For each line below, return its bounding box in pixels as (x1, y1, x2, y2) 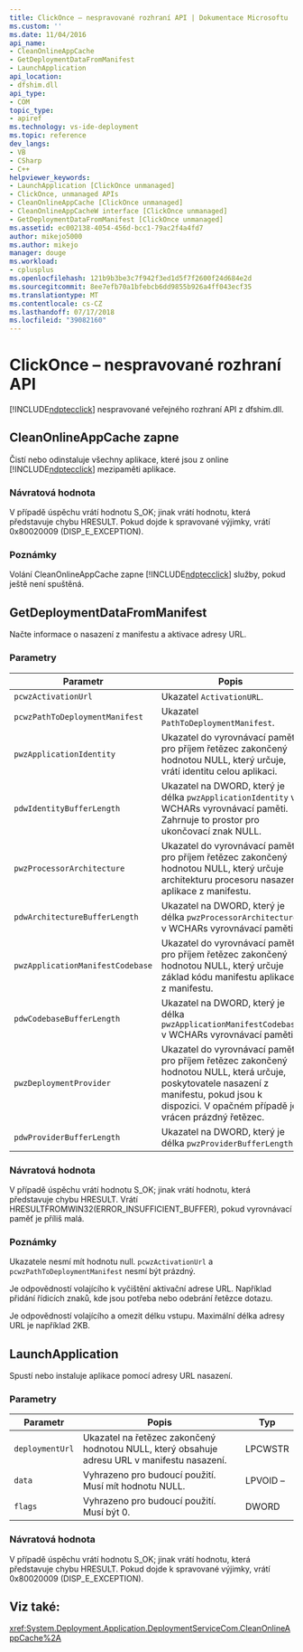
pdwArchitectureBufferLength (14, 911, 139, 922)
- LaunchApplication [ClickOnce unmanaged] (9, 182, 176, 191)
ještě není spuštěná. (9, 579, 84, 590)
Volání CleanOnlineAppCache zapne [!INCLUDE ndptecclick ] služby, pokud (9, 569, 286, 580)
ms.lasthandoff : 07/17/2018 (9, 307, 115, 316)
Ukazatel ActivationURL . (161, 690, 264, 703)
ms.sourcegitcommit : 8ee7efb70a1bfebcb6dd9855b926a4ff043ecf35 (9, 282, 252, 291)
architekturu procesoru (161, 873, 259, 886)
